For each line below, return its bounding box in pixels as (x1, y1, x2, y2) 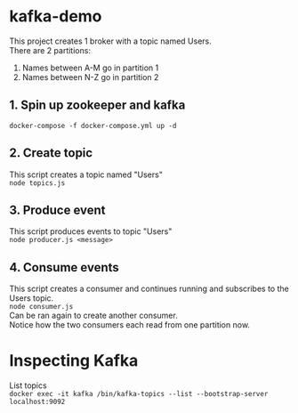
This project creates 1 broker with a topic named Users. (9, 36, 212, 46)
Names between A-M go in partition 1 (21, 62, 159, 73)
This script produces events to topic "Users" (9, 226, 173, 237)
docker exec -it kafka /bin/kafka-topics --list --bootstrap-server (9, 390, 269, 399)
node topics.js (9, 178, 66, 188)
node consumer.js (9, 303, 74, 312)
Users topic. (9, 293, 54, 304)
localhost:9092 (9, 398, 66, 407)
